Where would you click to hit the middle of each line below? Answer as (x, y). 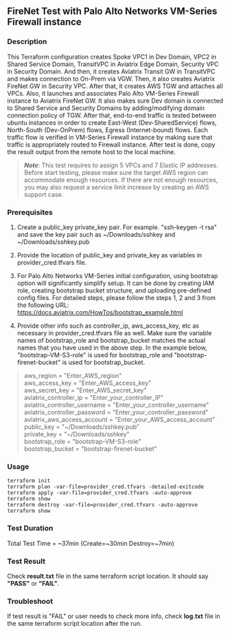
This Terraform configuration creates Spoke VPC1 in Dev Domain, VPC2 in (112, 56)
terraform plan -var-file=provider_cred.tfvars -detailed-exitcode (106, 487)
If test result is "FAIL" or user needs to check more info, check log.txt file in (114, 616)
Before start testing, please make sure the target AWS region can (116, 172)
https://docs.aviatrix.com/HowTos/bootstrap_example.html (100, 312)
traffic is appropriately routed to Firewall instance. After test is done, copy (111, 145)
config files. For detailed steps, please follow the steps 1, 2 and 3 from (116, 297)
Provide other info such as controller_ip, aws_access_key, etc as (108, 326)
